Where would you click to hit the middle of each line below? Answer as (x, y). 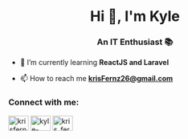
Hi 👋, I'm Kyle (135, 16)
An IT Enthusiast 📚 (135, 42)
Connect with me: (44, 102)
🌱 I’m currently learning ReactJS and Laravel (94, 63)
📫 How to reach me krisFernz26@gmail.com (96, 79)
